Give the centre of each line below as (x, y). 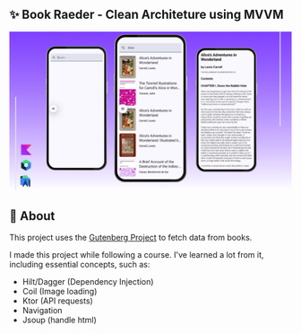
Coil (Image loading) (60, 292)
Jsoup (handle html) (59, 320)
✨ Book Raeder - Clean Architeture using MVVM (146, 15)
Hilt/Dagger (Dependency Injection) (88, 282)
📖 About (32, 216)
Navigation (42, 311)
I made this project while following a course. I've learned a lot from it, (137, 255)
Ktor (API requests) (58, 301)
